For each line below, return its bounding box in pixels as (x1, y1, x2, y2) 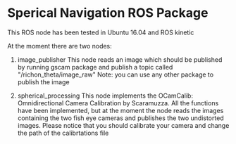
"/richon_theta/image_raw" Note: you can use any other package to (17, 70, 213, 79)
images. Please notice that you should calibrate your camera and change (17, 121, 230, 129)
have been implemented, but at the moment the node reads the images (17, 106, 224, 114)
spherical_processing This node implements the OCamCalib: (17, 91, 194, 100)
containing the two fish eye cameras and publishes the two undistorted (17, 114, 224, 122)
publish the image (17, 77, 70, 86)
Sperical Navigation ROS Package (7, 5, 209, 21)
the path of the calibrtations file (17, 129, 109, 137)
